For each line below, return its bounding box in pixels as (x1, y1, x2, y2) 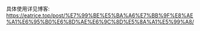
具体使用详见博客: (6, 5, 50, 12)
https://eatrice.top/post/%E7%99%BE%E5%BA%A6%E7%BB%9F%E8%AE (6, 12, 193, 19)
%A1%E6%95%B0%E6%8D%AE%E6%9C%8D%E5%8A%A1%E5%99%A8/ (6, 18, 194, 25)
